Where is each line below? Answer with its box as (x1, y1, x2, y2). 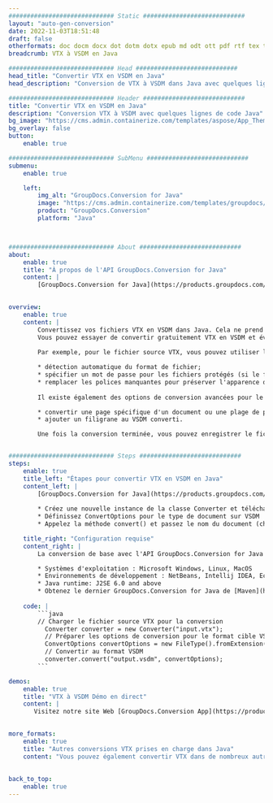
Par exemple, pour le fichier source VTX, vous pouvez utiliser (37, 349, 260, 357)
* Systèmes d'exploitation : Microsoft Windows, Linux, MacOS (37, 564, 253, 573)
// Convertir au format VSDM (44, 648, 144, 656)
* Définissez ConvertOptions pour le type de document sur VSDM (37, 513, 260, 521)
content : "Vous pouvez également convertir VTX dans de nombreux (23, 753, 249, 761)
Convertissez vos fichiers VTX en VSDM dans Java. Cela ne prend (37, 326, 264, 334)
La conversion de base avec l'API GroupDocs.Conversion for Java (37, 549, 264, 558)
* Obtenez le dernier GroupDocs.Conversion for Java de (37, 587, 231, 596)
